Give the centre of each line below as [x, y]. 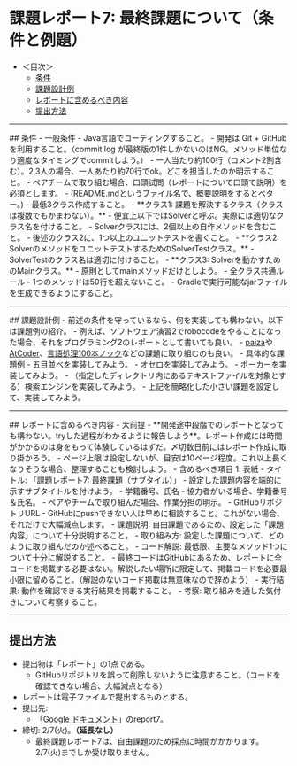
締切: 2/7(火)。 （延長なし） [70, 730]
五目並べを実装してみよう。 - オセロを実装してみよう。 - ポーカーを [156, 364]
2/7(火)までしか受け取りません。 [94, 752]
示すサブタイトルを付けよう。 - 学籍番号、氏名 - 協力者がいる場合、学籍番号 [148, 491]
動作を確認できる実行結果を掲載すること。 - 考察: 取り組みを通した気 [147, 591]
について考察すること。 [59, 601]
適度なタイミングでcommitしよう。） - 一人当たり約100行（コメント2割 [145, 159]
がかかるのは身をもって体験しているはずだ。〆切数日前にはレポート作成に [145, 446]
